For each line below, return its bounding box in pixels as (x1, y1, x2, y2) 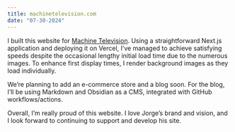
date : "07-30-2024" (7, 17, 65, 24)
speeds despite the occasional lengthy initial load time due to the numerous (7, 51, 228, 60)
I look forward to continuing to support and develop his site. (7, 116, 182, 124)
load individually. (7, 66, 57, 75)
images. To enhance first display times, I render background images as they (7, 59, 229, 67)
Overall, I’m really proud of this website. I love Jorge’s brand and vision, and (7, 109, 228, 117)
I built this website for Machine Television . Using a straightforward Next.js (7, 36, 222, 44)
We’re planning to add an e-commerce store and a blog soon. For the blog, (7, 80, 225, 88)
